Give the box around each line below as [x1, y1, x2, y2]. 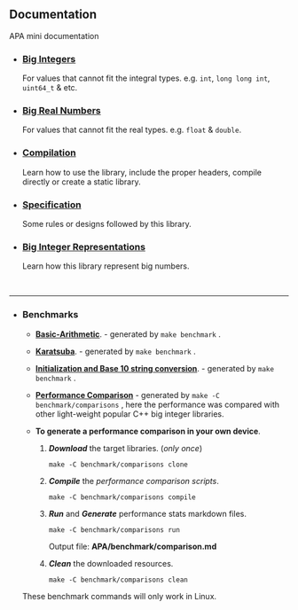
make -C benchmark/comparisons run [48, 525, 180, 535]
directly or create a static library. [21, 176, 142, 187]
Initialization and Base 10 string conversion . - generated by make [35, 363, 275, 373]
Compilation [21, 146, 77, 159]
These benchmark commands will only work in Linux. [21, 590, 217, 601]
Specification [21, 199, 82, 211]
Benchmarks [21, 309, 79, 321]
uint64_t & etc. [21, 82, 78, 93]
